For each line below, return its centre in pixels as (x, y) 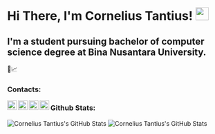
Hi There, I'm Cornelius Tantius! (100, 16)
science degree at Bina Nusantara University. (107, 52)
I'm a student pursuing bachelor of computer (106, 41)
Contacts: (24, 89)
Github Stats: (73, 108)
